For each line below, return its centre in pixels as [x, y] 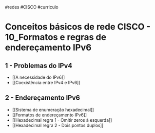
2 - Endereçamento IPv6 [43, 98]
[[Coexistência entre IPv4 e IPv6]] [46, 82]
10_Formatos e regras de [56, 37]
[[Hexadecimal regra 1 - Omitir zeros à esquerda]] [62, 120]
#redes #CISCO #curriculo [32, 7]
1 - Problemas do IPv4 [39, 66]
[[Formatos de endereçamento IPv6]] [49, 115]
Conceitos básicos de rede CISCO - [78, 27]
